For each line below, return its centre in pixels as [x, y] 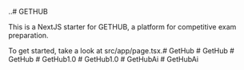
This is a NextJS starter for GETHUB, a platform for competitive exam [122, 27]
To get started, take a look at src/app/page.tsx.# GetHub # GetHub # [121, 51]
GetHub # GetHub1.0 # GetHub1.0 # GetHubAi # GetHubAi [103, 59]
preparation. [29, 35]
